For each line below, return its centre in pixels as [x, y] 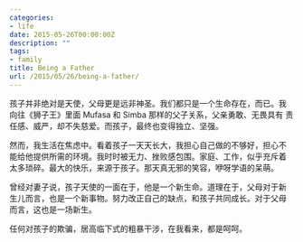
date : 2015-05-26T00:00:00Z [62, 34]
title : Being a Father [52, 69]
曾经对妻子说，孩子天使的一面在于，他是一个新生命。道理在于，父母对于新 [148, 187]
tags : [19, 51]
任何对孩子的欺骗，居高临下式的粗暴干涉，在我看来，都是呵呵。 [128, 228]
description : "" [40, 43]
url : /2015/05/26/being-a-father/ [75, 77]
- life [22, 26]
